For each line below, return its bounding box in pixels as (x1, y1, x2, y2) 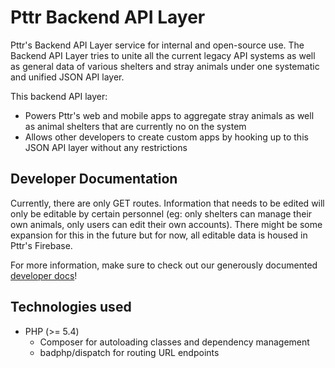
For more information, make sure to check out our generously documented (10, 259, 318, 271)
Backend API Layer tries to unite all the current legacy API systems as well (10, 49, 316, 61)
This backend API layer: (10, 90, 108, 102)
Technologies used (10, 299, 132, 316)
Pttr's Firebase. (10, 239, 73, 251)
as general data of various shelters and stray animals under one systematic (10, 60, 320, 72)
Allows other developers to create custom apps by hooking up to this (24, 131, 309, 143)
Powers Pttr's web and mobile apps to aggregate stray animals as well (24, 109, 315, 121)
